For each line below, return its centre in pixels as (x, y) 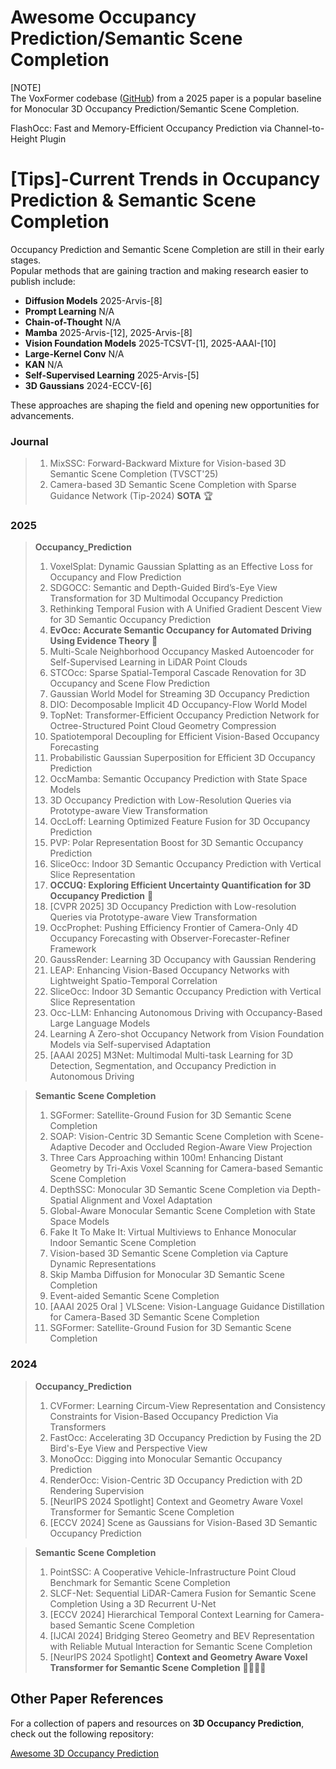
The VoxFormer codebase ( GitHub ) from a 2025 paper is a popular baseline (166, 98)
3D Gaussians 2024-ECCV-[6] (88, 385)
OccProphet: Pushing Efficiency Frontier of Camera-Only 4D (174, 928)
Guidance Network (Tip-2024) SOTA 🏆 (131, 496)
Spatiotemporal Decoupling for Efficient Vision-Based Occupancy (184, 737)
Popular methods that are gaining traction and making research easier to (159, 270)
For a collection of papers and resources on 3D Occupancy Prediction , (157, 1723)
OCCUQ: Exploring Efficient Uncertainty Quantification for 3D (180, 885)
